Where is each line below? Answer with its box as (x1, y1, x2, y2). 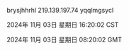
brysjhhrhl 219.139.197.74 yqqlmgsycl (6, 6, 114, 14)
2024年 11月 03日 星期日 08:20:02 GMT (6, 35, 122, 44)
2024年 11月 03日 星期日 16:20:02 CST (6, 20, 119, 29)
